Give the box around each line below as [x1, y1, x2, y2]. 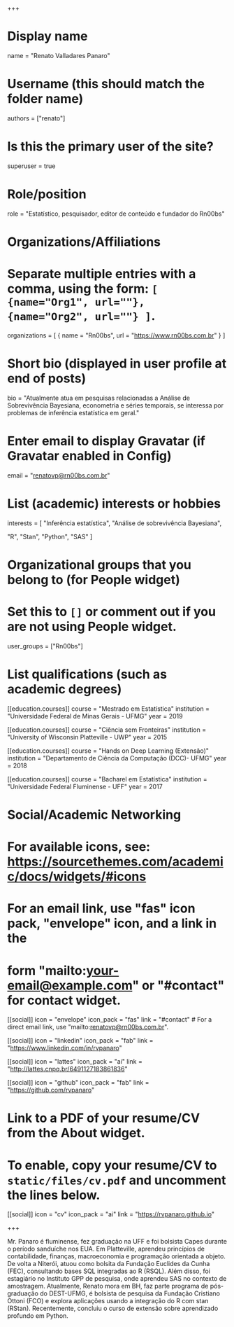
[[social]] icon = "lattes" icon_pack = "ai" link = [7, 1057, 143, 1066]
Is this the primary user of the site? [7, 139, 214, 155]
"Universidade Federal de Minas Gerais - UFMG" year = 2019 [7, 711, 183, 720]
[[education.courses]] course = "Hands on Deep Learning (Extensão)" [7, 746, 210, 755]
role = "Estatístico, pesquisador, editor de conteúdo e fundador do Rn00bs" [7, 209, 225, 218]
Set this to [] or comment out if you [7, 604, 217, 620]
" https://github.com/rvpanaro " [7, 1086, 95, 1095]
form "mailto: [7, 962, 87, 978]
